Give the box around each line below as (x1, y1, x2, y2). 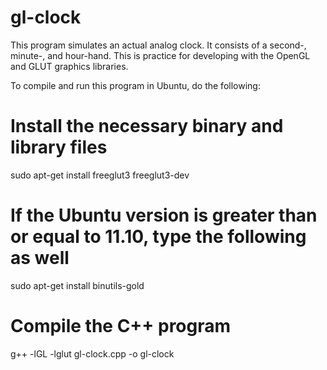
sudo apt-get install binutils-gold (10, 279, 145, 291)
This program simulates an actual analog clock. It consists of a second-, (10, 39, 307, 51)
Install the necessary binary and (10, 115, 284, 138)
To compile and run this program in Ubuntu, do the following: (10, 79, 261, 91)
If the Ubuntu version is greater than (10, 204, 318, 227)
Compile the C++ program (10, 315, 232, 337)
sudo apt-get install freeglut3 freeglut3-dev (10, 169, 190, 181)
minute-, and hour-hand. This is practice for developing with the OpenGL (10, 49, 311, 61)
